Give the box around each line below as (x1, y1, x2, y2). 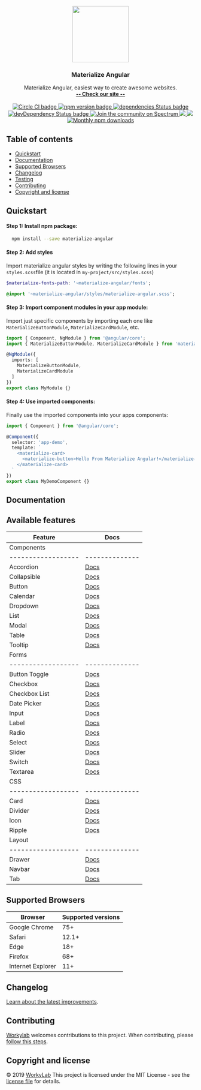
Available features (6, 515, 76, 526)
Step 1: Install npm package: (6, 223, 78, 230)
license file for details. (6, 1077, 61, 1085)
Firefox (9, 952, 29, 960)
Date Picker (9, 699, 42, 707)
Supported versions (62, 912, 120, 921)
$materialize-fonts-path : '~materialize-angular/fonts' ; (6, 280, 151, 286)
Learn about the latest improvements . (6, 998, 99, 1005)
